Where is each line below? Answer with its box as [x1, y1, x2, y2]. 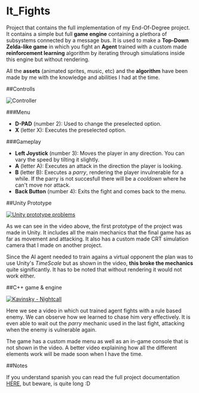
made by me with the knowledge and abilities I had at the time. [6, 74, 160, 81]
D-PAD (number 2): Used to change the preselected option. [14, 120, 162, 127]
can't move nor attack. [14, 181, 71, 188]
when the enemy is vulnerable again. [6, 326, 97, 333]
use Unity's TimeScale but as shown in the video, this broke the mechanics [6, 259, 194, 267]
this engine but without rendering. [6, 56, 90, 63]
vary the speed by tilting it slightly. [14, 156, 100, 163]
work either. [6, 272, 36, 279]
